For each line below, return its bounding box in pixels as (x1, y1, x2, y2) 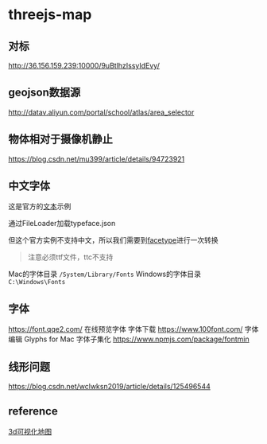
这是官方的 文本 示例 (8, 201, 72, 212)
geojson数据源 (8, 86, 81, 99)
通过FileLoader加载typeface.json (8, 219, 116, 228)
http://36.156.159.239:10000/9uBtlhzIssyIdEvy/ (8, 61, 161, 70)
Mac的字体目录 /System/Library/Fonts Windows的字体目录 (8, 269, 201, 279)
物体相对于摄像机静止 (8, 133, 113, 146)
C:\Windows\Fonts (8, 278, 66, 286)
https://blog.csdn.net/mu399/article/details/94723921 (8, 154, 185, 164)
